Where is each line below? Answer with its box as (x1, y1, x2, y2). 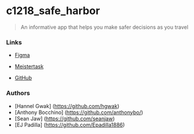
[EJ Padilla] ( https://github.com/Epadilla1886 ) (14, 121, 125, 128)
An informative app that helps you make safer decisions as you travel (20, 24, 189, 31)
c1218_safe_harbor (6, 4, 100, 18)
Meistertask (14, 63, 44, 70)
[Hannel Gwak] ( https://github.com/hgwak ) (14, 102, 120, 109)
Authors (6, 89, 31, 98)
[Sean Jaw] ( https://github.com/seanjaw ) (14, 115, 115, 122)
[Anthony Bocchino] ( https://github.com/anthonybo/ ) (14, 109, 143, 116)
